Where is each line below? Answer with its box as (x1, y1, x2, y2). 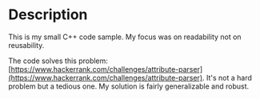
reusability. (8, 40, 45, 49)
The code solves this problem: (8, 56, 108, 65)
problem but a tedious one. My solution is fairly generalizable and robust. (8, 81, 250, 91)
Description (8, 6, 88, 24)
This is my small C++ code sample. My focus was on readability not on (8, 32, 242, 42)
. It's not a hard (202, 73, 252, 82)
